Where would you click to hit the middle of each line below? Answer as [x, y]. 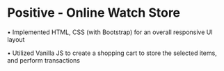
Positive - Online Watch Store [94, 13]
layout [16, 39]
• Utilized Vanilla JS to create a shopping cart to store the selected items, [112, 53]
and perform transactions [43, 60]
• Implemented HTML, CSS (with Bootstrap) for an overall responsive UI [110, 32]
